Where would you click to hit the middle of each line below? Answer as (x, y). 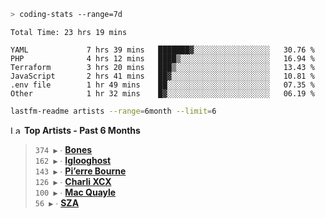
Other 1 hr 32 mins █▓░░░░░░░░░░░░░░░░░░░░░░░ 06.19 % (162, 93)
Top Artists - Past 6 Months (82, 130)
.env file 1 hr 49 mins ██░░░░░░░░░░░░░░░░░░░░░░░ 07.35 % (162, 85)
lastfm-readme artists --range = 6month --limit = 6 (113, 111)
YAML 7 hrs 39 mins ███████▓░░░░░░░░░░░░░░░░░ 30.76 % (162, 50)
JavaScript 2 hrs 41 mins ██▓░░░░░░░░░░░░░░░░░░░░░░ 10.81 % (162, 76)
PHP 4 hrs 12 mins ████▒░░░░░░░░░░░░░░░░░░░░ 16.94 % (162, 58)
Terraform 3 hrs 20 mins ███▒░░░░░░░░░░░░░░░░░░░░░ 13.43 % (162, 67)
